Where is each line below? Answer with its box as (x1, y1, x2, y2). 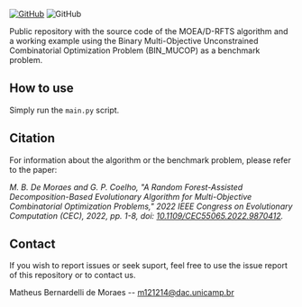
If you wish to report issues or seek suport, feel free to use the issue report (9, 260, 288, 271)
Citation (9, 131, 56, 146)
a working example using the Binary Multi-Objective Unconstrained (9, 36, 259, 46)
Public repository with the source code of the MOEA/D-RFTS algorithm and (9, 26, 288, 36)
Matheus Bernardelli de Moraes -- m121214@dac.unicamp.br (9, 287, 234, 298)
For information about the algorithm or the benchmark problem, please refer (9, 154, 291, 166)
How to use (9, 81, 74, 96)
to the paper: (9, 164, 58, 175)
